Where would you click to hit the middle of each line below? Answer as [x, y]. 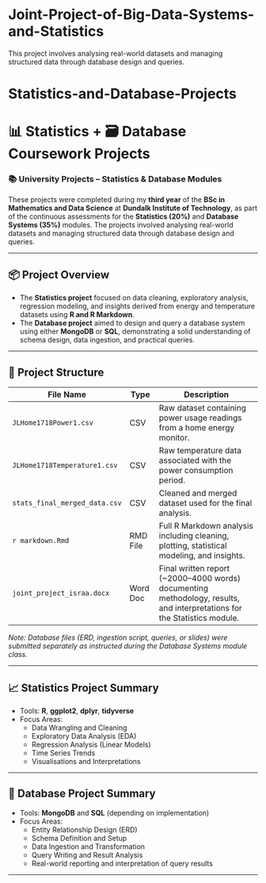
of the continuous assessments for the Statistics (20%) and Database [123, 216]
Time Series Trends [63, 753]
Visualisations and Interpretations [86, 762]
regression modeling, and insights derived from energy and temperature [137, 306]
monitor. [174, 438]
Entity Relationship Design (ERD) [84, 829]
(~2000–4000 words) [200, 579]
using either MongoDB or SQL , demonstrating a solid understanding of [135, 331]
